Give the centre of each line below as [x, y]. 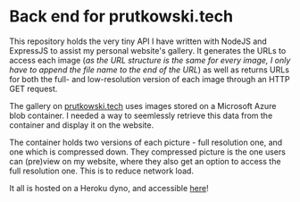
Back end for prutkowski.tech [121, 17]
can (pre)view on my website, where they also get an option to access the [145, 161]
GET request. [33, 88]
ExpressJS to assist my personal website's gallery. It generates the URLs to [148, 50]
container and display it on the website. [82, 125]
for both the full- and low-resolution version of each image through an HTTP [150, 79]
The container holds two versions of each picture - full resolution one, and [146, 142]
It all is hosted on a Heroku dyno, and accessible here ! [109, 188]
